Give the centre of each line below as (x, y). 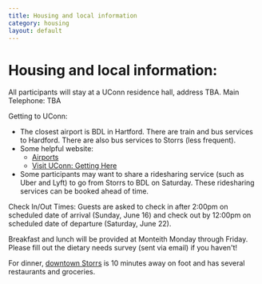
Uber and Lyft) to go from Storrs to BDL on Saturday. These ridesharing (137, 183)
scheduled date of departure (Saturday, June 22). (90, 224)
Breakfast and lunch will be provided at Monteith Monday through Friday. (128, 239)
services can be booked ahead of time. (84, 191)
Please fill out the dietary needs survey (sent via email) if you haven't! (123, 248)
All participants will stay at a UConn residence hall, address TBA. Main (124, 92)
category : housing (39, 23)
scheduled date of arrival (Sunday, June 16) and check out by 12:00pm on (130, 215)
